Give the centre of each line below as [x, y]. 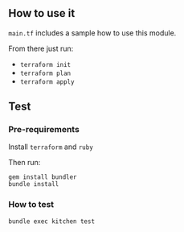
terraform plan [45, 73]
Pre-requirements [44, 129]
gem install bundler [43, 177]
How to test [31, 205]
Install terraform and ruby [51, 147]
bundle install [34, 184]
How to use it [42, 13]
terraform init [45, 64]
